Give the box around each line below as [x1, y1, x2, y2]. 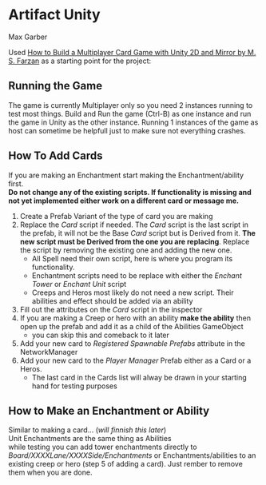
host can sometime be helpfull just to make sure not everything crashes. [8, 125, 246, 135]
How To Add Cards [8, 149, 103, 163]
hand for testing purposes [31, 381, 117, 391]
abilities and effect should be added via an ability [31, 296, 193, 305]
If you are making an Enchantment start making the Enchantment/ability [8, 170, 244, 180]
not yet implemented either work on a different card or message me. [8, 196, 240, 205]
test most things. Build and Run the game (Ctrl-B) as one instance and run [8, 109, 252, 118]
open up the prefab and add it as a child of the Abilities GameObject [19, 321, 244, 331]
